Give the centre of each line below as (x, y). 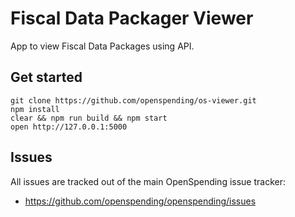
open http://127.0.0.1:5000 (69, 127)
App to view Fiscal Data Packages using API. (102, 46)
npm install (35, 109)
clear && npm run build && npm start (89, 118)
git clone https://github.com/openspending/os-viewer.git (133, 100)
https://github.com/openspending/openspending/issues (140, 201)
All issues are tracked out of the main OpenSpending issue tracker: (148, 181)
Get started (46, 77)
